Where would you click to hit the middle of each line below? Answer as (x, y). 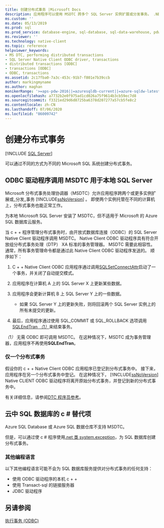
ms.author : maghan (24, 87)
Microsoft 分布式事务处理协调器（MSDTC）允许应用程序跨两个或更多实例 (79, 193)
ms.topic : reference (26, 46)
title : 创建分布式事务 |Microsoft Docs (43, 10)
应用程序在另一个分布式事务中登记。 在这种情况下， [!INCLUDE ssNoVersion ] (82, 374)
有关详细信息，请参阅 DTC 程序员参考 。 (44, 397)
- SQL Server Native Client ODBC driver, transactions (62, 60)
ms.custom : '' (20, 19)
